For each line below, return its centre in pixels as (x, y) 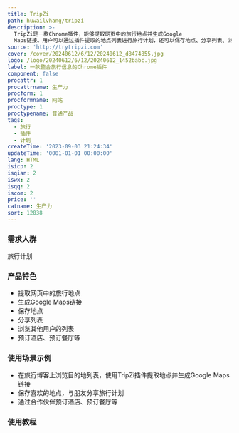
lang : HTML (23, 160)
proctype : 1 (25, 107)
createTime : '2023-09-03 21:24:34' (60, 147)
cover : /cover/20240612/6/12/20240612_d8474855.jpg (85, 54)
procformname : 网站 (35, 101)
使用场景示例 (30, 358)
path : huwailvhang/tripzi (46, 21)
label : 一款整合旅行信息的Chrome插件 (57, 67)
